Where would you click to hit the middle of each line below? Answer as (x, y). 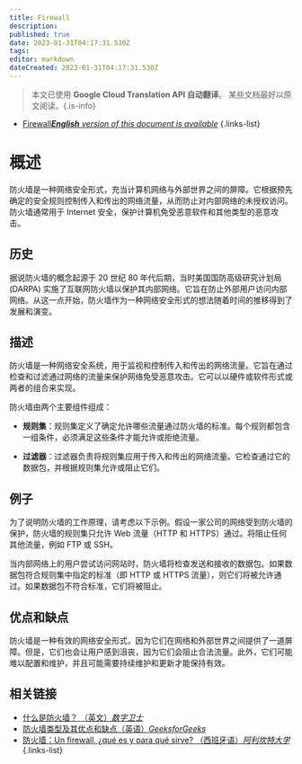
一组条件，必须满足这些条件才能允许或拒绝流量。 (113, 438)
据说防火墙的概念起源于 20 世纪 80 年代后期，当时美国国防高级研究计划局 (146, 277)
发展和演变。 (33, 311)
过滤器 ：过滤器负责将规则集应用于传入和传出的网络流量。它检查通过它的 (156, 457)
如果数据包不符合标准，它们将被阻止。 (96, 586)
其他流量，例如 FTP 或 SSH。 (64, 545)
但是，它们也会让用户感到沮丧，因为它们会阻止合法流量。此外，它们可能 (159, 652)
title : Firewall (40, 18)
